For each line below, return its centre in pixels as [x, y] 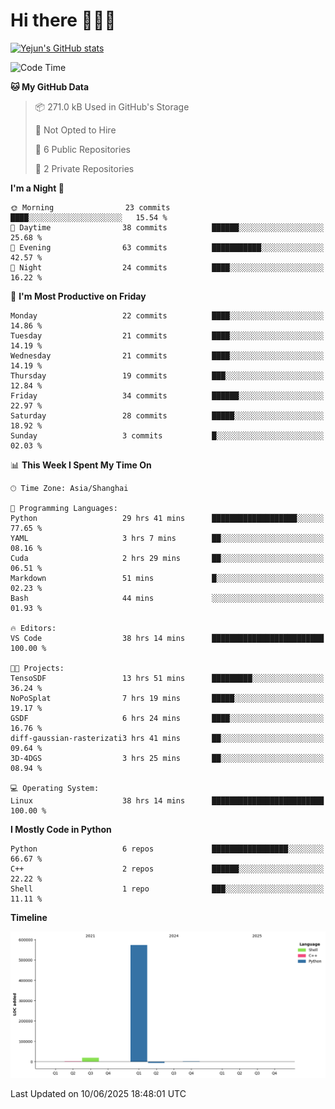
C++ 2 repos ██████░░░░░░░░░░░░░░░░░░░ [167, 869]
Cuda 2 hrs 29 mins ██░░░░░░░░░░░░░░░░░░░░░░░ [167, 558]
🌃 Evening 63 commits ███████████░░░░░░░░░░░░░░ [167, 247]
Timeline [29, 917]
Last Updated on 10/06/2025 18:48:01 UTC [98, 1093]
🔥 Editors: [33, 628]
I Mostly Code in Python [61, 829]
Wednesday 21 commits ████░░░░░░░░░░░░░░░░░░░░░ [167, 355]
